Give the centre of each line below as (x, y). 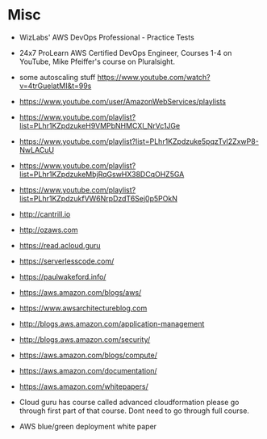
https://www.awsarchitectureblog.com (83, 308)
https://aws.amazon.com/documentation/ (88, 370)
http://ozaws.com (48, 230)
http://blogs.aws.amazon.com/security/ (85, 339)
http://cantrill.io (45, 214)
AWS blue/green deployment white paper (88, 426)
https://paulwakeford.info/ (63, 276)
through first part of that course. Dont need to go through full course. (134, 411)
